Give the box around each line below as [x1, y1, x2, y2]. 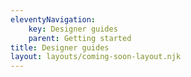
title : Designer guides [10, 42, 110, 53]
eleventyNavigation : [10, 14, 97, 25]
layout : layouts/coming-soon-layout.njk [10, 52, 182, 62]
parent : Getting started [28, 33, 132, 43]
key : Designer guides [28, 24, 118, 34]
